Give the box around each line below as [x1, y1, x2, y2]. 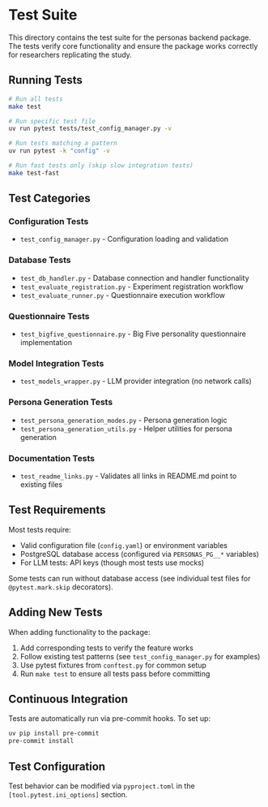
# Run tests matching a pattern [8, 140, 117, 148]
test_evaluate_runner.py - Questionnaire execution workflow [19, 290, 225, 300]
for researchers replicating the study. [8, 50, 132, 59]
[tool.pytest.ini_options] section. [8, 789, 128, 799]
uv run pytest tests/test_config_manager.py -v [8, 124, 172, 133]
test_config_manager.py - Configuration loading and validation [19, 234, 229, 244]
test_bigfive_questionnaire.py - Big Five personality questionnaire [19, 329, 247, 339]
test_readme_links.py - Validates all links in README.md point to [19, 471, 237, 481]
